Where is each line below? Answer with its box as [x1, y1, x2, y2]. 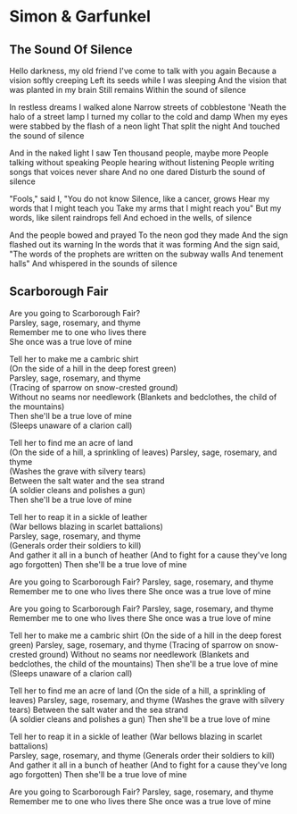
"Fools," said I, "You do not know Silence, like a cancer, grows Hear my [9, 194, 270, 204]
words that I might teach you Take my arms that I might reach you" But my [9, 203, 282, 214]
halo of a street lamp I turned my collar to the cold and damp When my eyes [9, 112, 288, 122]
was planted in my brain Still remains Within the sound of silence [9, 85, 247, 95]
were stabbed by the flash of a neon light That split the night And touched [9, 121, 281, 131]
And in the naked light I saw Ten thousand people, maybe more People [9, 147, 269, 158]
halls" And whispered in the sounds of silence [9, 258, 178, 269]
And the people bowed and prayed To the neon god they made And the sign [9, 230, 288, 240]
